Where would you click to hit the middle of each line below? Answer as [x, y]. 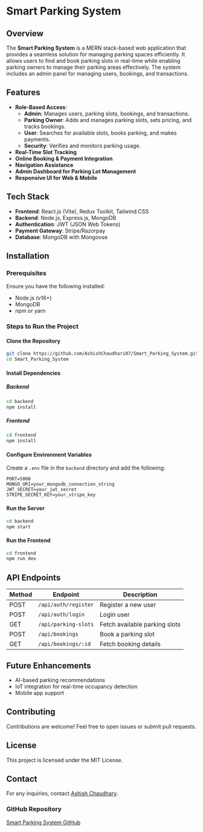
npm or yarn [30, 311]
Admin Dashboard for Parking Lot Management [76, 171]
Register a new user [128, 605]
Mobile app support [40, 692]
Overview [25, 34]
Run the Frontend [28, 540]
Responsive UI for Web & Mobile [56, 178]
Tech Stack [28, 197]
